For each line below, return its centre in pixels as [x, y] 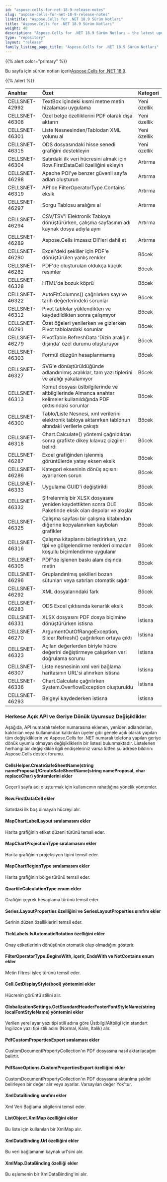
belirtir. [12, 1056]
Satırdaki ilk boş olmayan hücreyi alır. [43, 809]
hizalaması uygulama [66, 107]
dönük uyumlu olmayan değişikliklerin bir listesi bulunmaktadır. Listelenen [80, 743]
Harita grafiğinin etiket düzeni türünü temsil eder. [55, 832]
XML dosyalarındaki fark [71, 591]
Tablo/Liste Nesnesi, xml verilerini [81, 414]
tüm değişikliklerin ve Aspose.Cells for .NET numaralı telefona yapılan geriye [83, 738]
